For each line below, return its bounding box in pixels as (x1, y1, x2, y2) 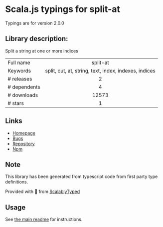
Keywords (7, 67, 31, 74)
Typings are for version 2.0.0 (5, 20, 65, 26)
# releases (7, 75, 32, 82)
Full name (7, 59, 31, 66)
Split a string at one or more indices (5, 47, 78, 53)
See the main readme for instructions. (5, 216, 83, 222)
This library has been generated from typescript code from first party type (5, 173, 158, 179)
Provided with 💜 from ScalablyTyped (5, 188, 80, 194)
